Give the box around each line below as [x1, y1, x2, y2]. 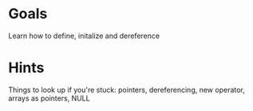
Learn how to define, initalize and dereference [8, 31, 160, 40]
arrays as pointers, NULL [8, 93, 90, 103]
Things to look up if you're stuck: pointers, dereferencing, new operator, [8, 85, 245, 94]
